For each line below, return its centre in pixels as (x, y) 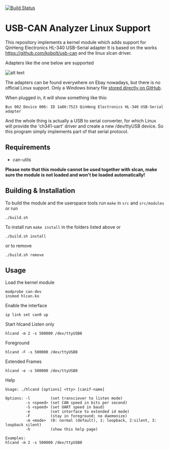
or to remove (18, 246)
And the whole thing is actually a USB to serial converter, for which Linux (81, 120)
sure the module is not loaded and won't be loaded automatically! (75, 175)
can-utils (22, 159)
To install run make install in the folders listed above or (63, 227)
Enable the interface (26, 306)
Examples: (16, 438)
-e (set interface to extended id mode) (77, 412)
